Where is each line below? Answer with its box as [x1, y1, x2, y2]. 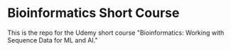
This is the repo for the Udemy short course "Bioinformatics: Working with [7, 28, 225, 37]
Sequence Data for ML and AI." [7, 35, 98, 44]
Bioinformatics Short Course [7, 5, 180, 21]
